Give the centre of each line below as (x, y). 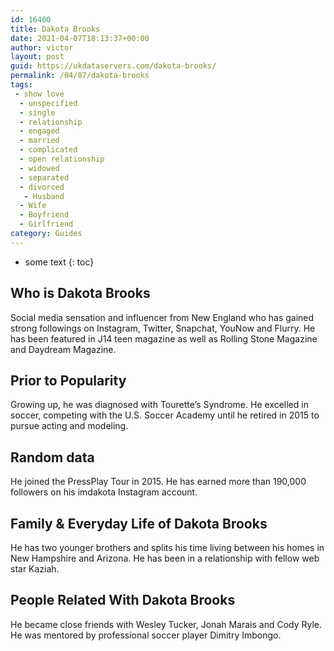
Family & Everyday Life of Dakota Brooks (139, 523)
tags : (21, 85)
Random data (52, 457)
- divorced (42, 187)
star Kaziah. (35, 569)
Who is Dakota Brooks (80, 293)
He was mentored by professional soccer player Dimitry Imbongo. (146, 635)
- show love (39, 94)
